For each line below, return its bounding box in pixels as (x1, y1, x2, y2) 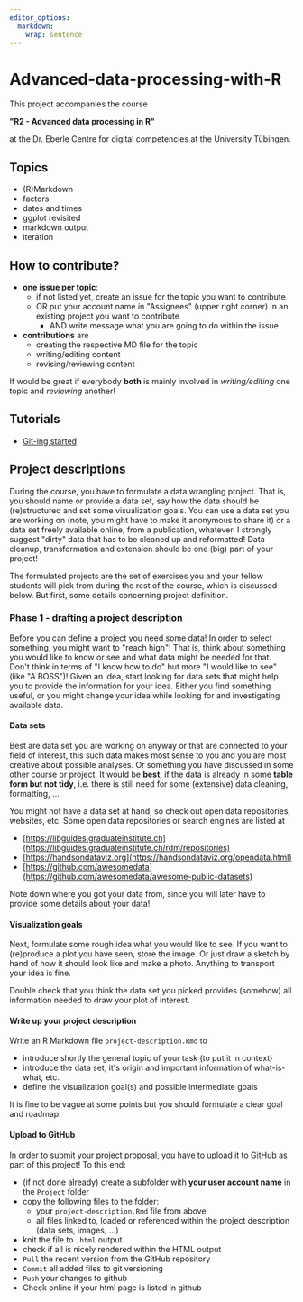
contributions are (22, 329, 89, 340)
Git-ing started (22, 435, 78, 447)
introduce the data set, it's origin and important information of (22, 1062, 252, 1074)
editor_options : (9, 13, 70, 23)
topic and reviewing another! (9, 385, 115, 396)
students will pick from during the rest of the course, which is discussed (9, 579, 278, 591)
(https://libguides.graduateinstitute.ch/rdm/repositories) (22, 843, 231, 854)
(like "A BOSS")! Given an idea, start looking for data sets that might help (9, 670, 279, 681)
